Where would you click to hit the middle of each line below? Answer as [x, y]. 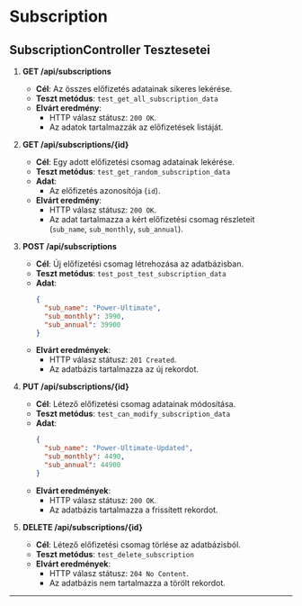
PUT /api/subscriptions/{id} [75, 387]
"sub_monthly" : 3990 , [84, 316]
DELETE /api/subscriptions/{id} [82, 527]
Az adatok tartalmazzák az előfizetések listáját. [136, 127]
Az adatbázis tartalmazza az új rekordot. [124, 369]
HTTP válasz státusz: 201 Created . [113, 360]
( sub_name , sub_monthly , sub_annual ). [116, 229]
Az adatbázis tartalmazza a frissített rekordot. [133, 510]
